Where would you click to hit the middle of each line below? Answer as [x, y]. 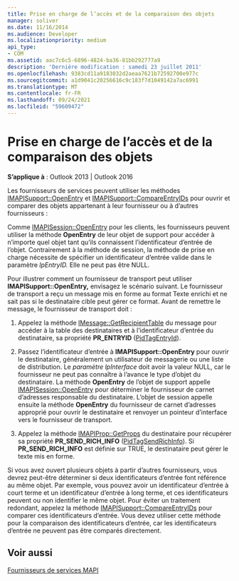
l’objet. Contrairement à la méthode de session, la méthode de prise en [111, 249]
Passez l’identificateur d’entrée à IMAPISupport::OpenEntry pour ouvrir [123, 351]
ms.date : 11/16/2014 [38, 27]
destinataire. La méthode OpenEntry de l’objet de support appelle [114, 382]
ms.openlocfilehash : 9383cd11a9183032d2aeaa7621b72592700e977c [103, 73]
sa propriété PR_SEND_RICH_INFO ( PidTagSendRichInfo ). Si [106, 441]
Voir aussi [30, 553]
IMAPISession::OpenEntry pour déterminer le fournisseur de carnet [116, 389]
